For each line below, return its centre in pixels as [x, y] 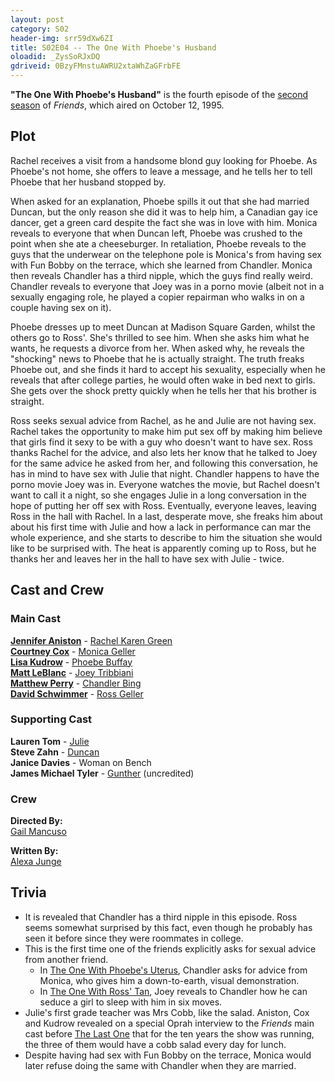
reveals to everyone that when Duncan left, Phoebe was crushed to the [156, 233]
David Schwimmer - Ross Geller [77, 693]
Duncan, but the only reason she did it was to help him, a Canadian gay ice [164, 212]
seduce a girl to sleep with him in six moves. [131, 1002]
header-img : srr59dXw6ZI [62, 38]
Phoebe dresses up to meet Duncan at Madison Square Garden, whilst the [163, 327]
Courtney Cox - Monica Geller [73, 651]
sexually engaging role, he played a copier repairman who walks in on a [157, 297]
